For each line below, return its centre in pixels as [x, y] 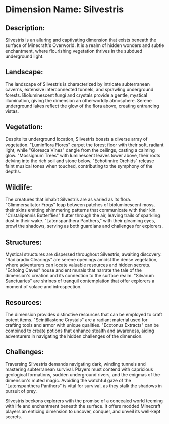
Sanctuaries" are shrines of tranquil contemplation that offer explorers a [80, 281]
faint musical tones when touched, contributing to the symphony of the [79, 166]
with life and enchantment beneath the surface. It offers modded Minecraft [83, 406]
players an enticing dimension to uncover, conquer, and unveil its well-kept [83, 411]
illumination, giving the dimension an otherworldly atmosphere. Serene [79, 100]
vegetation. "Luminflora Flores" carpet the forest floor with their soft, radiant [84, 145]
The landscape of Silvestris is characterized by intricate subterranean [78, 84]
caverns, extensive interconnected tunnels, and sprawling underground [79, 89]
